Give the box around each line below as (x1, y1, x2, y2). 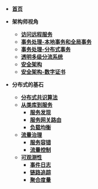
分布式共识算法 (20, 94, 58, 101)
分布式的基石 (11, 81, 44, 88)
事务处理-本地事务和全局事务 (20, 38, 92, 45)
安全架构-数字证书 (20, 68, 66, 75)
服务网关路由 (29, 116, 62, 123)
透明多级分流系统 (20, 53, 63, 60)
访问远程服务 (20, 31, 53, 38)
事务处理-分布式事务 (20, 46, 71, 53)
